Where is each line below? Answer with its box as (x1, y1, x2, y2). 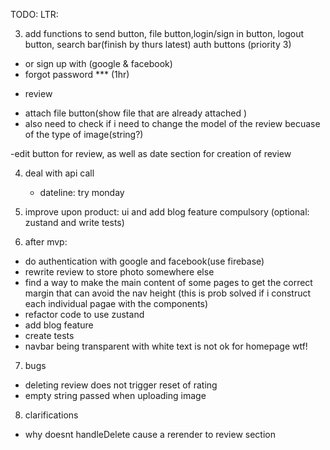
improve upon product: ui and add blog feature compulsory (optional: (24, 206, 310, 218)
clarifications (24, 409, 79, 421)
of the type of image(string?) (24, 129, 144, 140)
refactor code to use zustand (24, 309, 145, 320)
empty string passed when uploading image (24, 390, 207, 401)
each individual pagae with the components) (24, 298, 209, 309)
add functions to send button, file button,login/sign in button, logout (24, 28, 305, 39)
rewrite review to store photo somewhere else (24, 266, 215, 278)
